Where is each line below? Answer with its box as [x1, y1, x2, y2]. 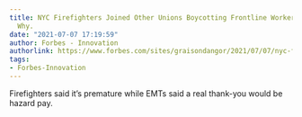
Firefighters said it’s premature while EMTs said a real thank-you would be [9, 87, 283, 99]
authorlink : [9, 47, 54, 56]
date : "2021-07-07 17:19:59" [9, 30, 119, 39]
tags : [9, 55, 30, 64]
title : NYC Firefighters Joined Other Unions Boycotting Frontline [9, 13, 268, 22]
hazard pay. [9, 97, 53, 108]
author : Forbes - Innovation [9, 38, 119, 48]
